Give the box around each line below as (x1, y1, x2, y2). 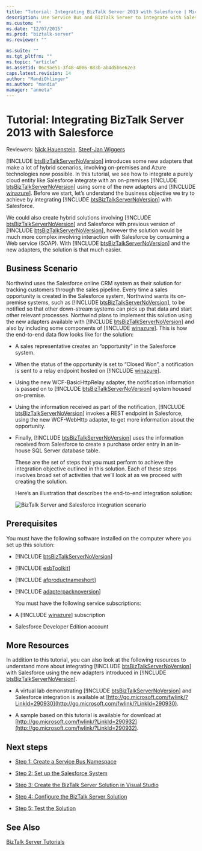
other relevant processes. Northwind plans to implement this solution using (6, 311, 192, 318)
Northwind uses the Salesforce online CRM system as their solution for (6, 279, 182, 286)
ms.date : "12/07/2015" (6, 25, 63, 32)
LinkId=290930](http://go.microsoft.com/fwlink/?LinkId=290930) (14, 700, 177, 707)
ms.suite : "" (6, 48, 39, 54)
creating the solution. (14, 478, 68, 485)
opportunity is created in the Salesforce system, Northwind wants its (6, 292, 176, 299)
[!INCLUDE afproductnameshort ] (14, 576, 96, 583)
